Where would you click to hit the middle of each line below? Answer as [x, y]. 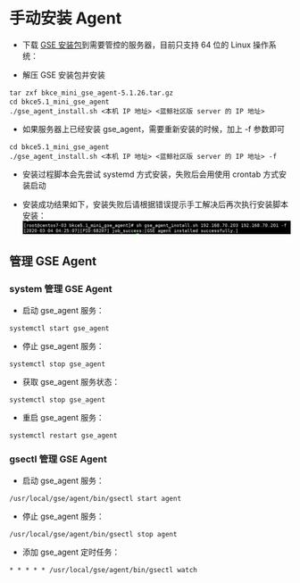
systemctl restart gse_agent [63, 435]
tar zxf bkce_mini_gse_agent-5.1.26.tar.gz [92, 93]
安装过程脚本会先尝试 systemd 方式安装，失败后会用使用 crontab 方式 [150, 174]
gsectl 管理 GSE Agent [58, 459]
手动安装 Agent [66, 18]
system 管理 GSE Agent [61, 289]
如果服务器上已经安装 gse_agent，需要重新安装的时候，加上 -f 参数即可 [154, 129]
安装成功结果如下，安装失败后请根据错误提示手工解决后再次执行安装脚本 [155, 204]
